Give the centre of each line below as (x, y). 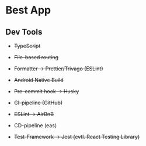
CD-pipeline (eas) (35, 125)
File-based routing (36, 57)
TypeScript (27, 46)
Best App (28, 10)
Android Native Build (39, 80)
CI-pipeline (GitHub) (38, 103)
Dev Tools (24, 32)
